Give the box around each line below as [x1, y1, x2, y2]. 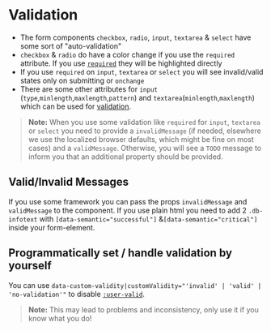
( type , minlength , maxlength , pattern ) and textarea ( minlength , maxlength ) [19, 92, 255, 102]
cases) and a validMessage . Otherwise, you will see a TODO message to [28, 143, 261, 153]
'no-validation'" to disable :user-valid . [8, 289, 146, 299]
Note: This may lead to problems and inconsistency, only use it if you [28, 304, 259, 314]
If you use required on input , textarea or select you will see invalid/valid [19, 67, 264, 76]
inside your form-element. [8, 222, 95, 232]
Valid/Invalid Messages [8, 175, 129, 189]
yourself [8, 259, 53, 273]
